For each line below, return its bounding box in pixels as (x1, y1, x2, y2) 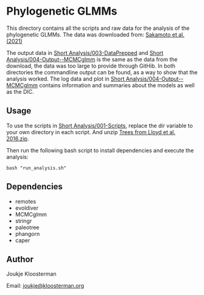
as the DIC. (6, 88, 35, 95)
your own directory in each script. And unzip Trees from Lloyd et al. (6, 128, 175, 135)
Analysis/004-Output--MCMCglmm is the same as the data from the (6, 55, 178, 63)
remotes (15, 197, 37, 205)
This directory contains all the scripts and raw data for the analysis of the (6, 24, 190, 32)
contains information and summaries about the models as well (39, 81, 195, 89)
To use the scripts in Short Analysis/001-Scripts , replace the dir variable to (6, 122, 193, 129)
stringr (15, 217, 32, 224)
